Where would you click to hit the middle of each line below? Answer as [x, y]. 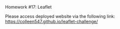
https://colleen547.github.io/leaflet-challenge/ [52, 22]
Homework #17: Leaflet [29, 7]
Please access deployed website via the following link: [60, 16]
